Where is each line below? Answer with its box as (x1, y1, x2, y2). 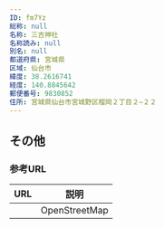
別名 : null (9, 47, 48, 56)
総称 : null (9, 22, 48, 31)
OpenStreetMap (40, 204, 109, 217)
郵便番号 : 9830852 (9, 89, 74, 98)
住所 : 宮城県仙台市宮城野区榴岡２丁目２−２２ (9, 97, 157, 107)
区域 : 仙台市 (9, 64, 52, 73)
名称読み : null (9, 38, 62, 48)
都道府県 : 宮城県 (9, 55, 65, 64)
